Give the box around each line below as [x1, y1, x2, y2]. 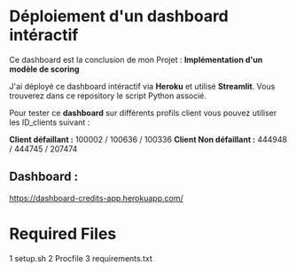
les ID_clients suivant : [9, 117, 90, 128]
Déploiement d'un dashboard [9, 6, 229, 27]
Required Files [9, 223, 117, 244]
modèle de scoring [9, 64, 80, 74]
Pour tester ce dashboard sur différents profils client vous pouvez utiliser [9, 107, 277, 118]
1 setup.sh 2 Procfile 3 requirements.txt [9, 253, 153, 263]
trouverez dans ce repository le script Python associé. [9, 90, 206, 101]
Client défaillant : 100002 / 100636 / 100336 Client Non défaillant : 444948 [9, 134, 288, 144]
